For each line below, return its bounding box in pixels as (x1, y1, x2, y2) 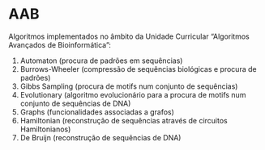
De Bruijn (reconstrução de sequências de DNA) (19, 132, 182, 142)
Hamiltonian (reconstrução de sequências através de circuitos (19, 115, 229, 125)
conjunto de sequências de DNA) (19, 98, 131, 108)
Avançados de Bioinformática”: (8, 40, 112, 49)
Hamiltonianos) (19, 124, 71, 134)
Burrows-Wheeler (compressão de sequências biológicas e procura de (19, 64, 257, 73)
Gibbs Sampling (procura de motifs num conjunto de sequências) (19, 81, 238, 91)
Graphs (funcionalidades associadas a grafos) (19, 106, 174, 117)
